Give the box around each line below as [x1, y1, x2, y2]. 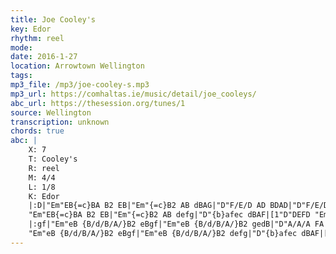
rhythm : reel [10, 33, 65, 43]
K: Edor [28, 191, 60, 201]
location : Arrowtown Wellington [10, 61, 145, 71]
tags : [10, 71, 33, 81]
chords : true [10, 126, 65, 136]
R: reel [28, 163, 60, 173]
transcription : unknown [10, 117, 110, 127]
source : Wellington [10, 107, 92, 118]
